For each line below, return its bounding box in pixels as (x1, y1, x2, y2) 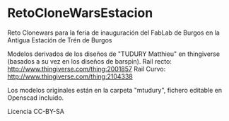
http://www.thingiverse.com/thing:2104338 (7, 72, 133, 81)
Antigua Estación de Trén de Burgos (7, 35, 112, 44)
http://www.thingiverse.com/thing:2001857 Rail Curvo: (7, 64, 166, 73)
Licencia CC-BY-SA (7, 107, 65, 115)
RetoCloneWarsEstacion (7, 5, 153, 21)
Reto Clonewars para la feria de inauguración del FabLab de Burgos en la (7, 28, 221, 37)
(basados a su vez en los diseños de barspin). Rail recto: (7, 57, 172, 65)
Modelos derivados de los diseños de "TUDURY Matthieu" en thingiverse (7, 50, 221, 58)
